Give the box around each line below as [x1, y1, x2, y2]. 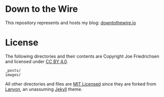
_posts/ [5, 68, 21, 73]
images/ [5, 72, 21, 77]
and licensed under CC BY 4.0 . [5, 58, 69, 65]
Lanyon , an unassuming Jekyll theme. [5, 86, 83, 92]
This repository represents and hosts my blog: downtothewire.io [5, 20, 136, 26]
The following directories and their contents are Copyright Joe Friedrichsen [5, 53, 160, 59]
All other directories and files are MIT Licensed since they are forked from [5, 81, 157, 87]
